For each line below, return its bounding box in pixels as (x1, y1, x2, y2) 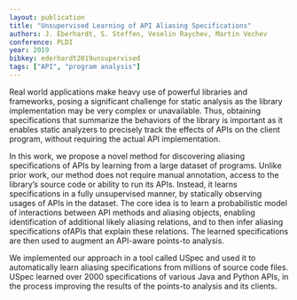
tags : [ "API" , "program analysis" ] (9, 63, 141, 72)
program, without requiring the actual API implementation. (9, 134, 221, 144)
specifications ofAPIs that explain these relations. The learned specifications (9, 226, 289, 236)
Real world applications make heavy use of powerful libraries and (9, 86, 248, 97)
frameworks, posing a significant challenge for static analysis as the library (9, 96, 283, 106)
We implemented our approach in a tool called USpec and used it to (9, 252, 256, 263)
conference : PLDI (9, 37, 74, 47)
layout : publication (9, 12, 86, 22)
